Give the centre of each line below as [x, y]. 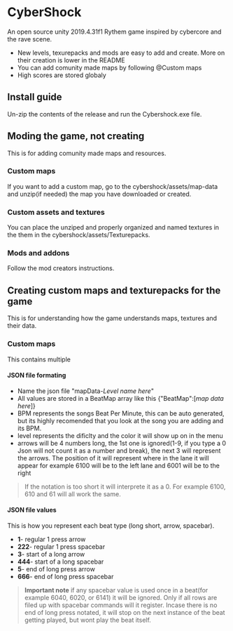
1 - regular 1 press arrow [51, 539]
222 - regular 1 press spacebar [61, 546]
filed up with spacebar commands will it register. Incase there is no [121, 605]
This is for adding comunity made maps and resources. [87, 153]
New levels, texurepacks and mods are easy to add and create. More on [121, 53]
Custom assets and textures [56, 212]
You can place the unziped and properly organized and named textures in [113, 227]
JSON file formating [37, 376]
